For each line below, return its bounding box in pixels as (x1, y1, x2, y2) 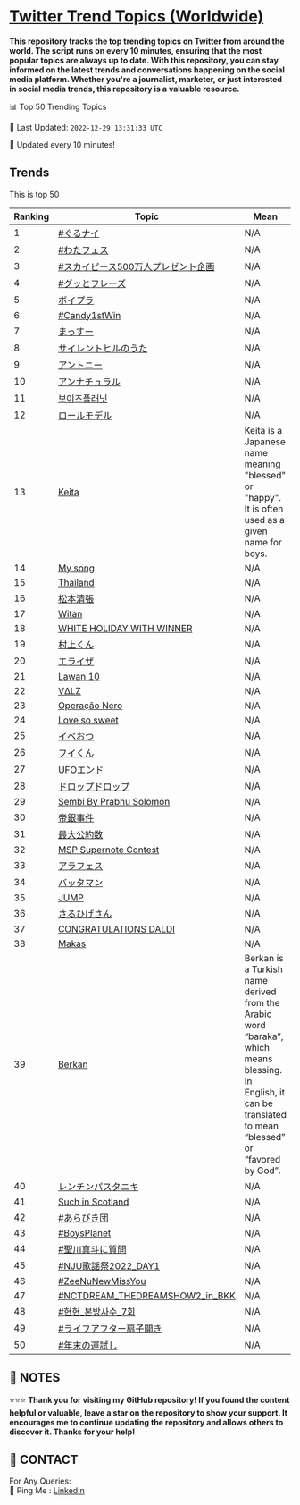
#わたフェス (57, 243, 109, 256)
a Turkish (244, 963, 283, 976)
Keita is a (244, 424, 283, 436)
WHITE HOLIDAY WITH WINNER (57, 621, 193, 634)
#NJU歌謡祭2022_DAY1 (57, 1259, 161, 1272)
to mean (244, 1120, 279, 1132)
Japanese (244, 435, 286, 448)
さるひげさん (57, 908, 112, 920)
